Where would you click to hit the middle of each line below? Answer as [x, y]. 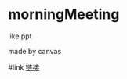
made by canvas [35, 51]
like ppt [20, 36]
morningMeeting [64, 14]
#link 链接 [24, 67]
